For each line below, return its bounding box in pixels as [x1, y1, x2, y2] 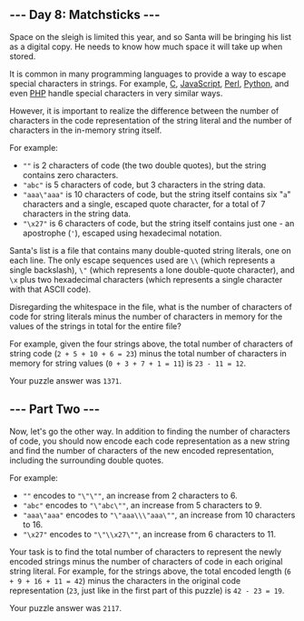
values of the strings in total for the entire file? [9, 320, 181, 331]
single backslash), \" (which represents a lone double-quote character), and [9, 264, 295, 275]
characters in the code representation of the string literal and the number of [9, 115, 292, 125]
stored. [9, 50, 36, 62]
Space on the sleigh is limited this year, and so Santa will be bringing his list [9, 31, 292, 42]
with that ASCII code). [9, 284, 92, 295]
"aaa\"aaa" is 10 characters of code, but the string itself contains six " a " [22, 188, 292, 199]
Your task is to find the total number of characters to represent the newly [9, 546, 282, 557]
